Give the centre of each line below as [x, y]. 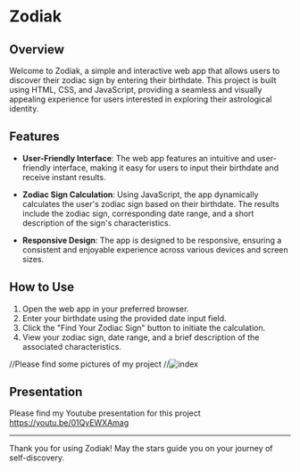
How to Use [42, 287]
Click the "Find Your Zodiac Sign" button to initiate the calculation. [144, 327]
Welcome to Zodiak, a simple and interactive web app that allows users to [145, 70]
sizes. [33, 259]
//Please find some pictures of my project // [89, 364]
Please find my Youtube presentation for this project [105, 413]
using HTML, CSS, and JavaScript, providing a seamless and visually [136, 90]
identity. [24, 108]
